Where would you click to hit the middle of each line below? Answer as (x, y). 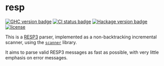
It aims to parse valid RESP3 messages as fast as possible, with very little (82, 52)
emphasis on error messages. (36, 57)
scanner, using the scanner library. (41, 42)
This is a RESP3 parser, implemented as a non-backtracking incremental (81, 37)
